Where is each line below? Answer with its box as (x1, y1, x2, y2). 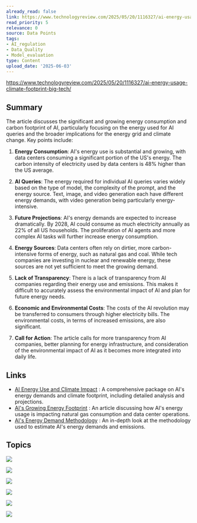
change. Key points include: (6, 137, 73, 144)
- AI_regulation (6, 42, 46, 47)
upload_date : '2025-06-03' (6, 63, 72, 69)
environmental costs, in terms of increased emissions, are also (14, 317, 166, 324)
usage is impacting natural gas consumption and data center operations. (14, 411, 190, 417)
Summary (6, 102, 43, 112)
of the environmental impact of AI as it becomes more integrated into (14, 347, 181, 354)
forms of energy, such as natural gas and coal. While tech (38, 250, 178, 258)
